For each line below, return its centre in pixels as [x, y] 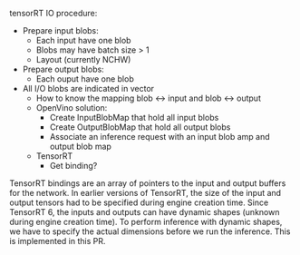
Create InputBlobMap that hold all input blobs [134, 118]
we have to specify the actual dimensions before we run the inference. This [150, 231]
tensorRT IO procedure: [53, 13]
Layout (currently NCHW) [83, 59]
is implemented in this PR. [58, 241]
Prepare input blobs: [61, 30]
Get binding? [73, 166]
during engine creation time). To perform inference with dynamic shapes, [146, 222]
